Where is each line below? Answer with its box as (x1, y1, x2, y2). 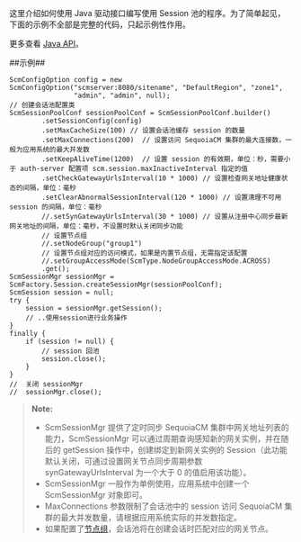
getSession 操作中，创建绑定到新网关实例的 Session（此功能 (62, 445, 288, 455)
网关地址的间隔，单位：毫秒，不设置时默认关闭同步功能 (9, 221, 184, 230)
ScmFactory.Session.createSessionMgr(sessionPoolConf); (9, 280, 223, 289)
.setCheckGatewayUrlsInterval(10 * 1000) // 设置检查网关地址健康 (41, 174, 282, 183)
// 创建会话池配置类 (9, 101, 75, 110)
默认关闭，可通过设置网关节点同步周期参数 (44, 456, 203, 466)
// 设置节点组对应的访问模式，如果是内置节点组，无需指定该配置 (41, 248, 248, 257)
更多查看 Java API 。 (9, 39, 84, 49)
